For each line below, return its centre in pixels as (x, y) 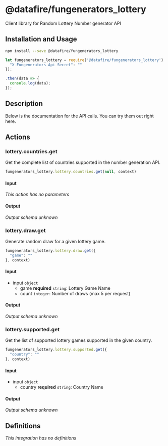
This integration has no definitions (41, 438)
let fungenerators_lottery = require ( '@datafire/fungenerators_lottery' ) (85, 60)
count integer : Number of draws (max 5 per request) (75, 293)
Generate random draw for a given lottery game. (55, 241)
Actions (18, 137)
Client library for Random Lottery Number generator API (63, 23)
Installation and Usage (41, 39)
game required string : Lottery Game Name (65, 288)
